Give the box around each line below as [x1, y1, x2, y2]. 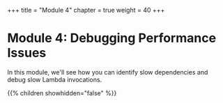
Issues [7, 45, 47, 61]
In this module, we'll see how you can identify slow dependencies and [7, 68, 208, 76]
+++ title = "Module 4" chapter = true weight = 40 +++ [7, 6, 165, 14]
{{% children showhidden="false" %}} [7, 88, 117, 97]
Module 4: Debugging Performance [7, 31, 217, 46]
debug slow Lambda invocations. [7, 75, 102, 84]
